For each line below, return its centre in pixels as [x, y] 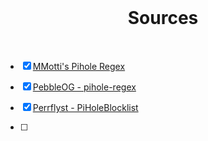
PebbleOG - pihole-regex [84, 87]
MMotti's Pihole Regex [79, 66]
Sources [163, 18]
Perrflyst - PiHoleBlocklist [85, 107]
